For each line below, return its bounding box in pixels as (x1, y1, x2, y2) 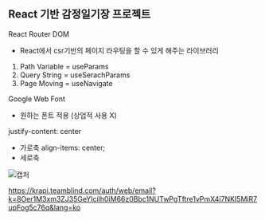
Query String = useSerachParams (19, 70, 131, 80)
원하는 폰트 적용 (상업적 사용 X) (19, 110, 117, 120)
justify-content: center (8, 126, 82, 136)
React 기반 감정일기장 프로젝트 (8, 7, 151, 22)
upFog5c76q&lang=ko (8, 202, 81, 212)
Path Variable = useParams (19, 61, 109, 71)
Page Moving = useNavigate (19, 78, 113, 88)
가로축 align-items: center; (19, 143, 106, 152)
